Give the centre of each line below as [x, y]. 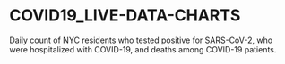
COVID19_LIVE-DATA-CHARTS [125, 16]
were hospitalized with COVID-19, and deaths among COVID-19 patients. [143, 49]
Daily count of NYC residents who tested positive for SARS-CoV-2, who [141, 40]
